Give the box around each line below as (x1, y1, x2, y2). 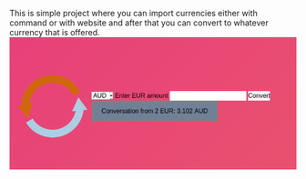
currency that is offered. (9, 27, 100, 37)
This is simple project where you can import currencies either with (9, 8, 258, 18)
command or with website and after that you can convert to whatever (9, 17, 269, 28)
